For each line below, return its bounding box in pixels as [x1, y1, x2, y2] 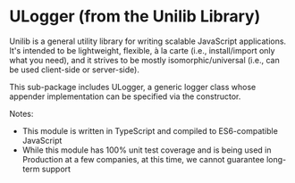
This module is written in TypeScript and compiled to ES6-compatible [21, 125, 279, 136]
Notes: [9, 108, 34, 119]
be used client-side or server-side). [9, 64, 140, 75]
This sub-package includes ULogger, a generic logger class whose [9, 81, 257, 92]
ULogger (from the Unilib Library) [9, 6, 261, 27]
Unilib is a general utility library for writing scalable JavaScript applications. [9, 36, 287, 46]
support [41, 163, 72, 174]
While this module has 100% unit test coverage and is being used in [21, 145, 272, 155]
